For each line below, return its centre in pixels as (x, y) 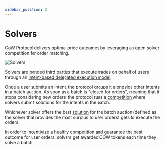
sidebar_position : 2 (26, 10)
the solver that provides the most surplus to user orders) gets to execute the (82, 117)
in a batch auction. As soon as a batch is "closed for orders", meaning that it (82, 92)
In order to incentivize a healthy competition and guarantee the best (74, 132)
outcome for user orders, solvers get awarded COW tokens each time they (81, 137)
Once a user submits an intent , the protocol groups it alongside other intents (82, 87)
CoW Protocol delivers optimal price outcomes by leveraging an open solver (82, 48)
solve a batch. (19, 142)
